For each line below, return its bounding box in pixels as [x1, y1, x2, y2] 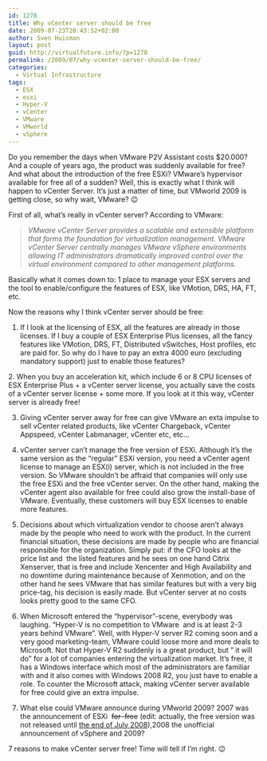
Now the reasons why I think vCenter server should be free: [8, 307, 205, 316]
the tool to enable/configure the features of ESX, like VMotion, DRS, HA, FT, [8, 283, 257, 292]
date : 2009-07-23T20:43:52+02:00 [8, 26, 120, 34]
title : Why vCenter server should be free [8, 19, 151, 27]
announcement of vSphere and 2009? [19, 728, 145, 738]
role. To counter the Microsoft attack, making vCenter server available [19, 679, 250, 688]
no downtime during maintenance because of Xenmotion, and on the [19, 571, 245, 580]
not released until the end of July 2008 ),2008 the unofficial [19, 720, 215, 729]
